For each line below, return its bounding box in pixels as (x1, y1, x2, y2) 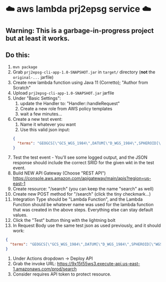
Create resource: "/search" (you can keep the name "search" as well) (12, 186, 154, 192)
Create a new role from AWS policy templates (20, 106, 113, 112)
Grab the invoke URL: (12, 260, 56, 266)
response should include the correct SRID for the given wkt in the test (12, 160, 154, 166)
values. (12, 212, 28, 218)
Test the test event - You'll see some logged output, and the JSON (12, 154, 148, 160)
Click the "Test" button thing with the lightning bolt (12, 217, 116, 223)
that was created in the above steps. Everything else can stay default (12, 207, 153, 213)
